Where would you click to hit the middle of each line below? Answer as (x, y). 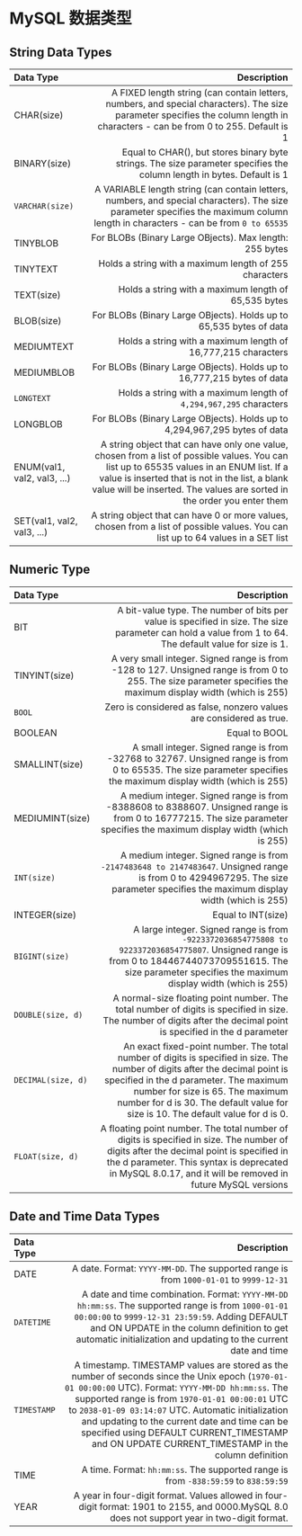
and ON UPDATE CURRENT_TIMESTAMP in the (190, 1443)
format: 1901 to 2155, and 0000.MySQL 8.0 (194, 1506)
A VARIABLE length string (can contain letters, (191, 189)
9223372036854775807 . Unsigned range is (204, 950)
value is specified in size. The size (216, 621)
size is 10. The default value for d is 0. (208, 1113)
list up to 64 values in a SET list (222, 538)
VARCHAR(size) (44, 206)
